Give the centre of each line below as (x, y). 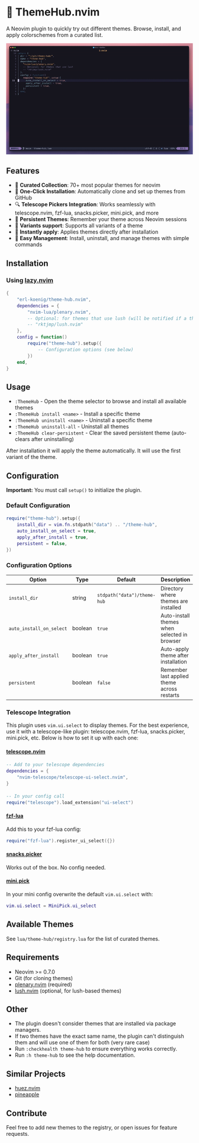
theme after (175, 656)
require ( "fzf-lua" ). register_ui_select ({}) (61, 840)
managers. (28, 1030)
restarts (170, 695)
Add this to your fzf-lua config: (44, 829)
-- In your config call (36, 796)
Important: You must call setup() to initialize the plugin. (74, 490)
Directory (172, 588)
